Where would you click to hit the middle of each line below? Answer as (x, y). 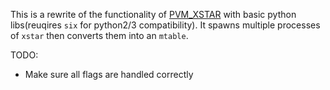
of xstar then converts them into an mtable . (99, 35)
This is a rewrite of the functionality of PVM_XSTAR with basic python (153, 14)
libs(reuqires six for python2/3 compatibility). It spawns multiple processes (165, 25)
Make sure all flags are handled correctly (109, 74)
